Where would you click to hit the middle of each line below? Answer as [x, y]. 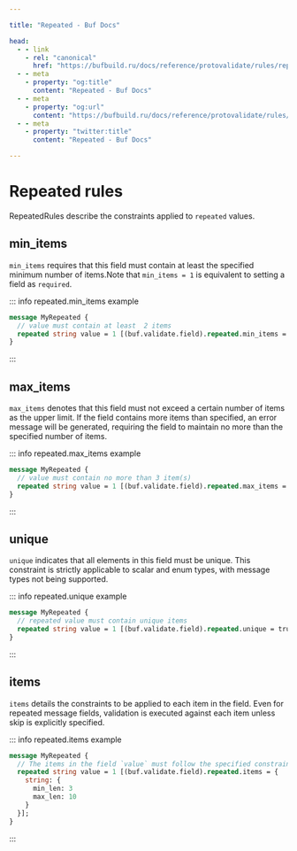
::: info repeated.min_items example [74, 301]
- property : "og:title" [69, 82]
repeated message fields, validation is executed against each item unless [142, 713]
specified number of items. [58, 437]
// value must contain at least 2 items [95, 325]
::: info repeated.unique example [68, 596]
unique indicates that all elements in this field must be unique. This [130, 561]
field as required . [41, 283]
